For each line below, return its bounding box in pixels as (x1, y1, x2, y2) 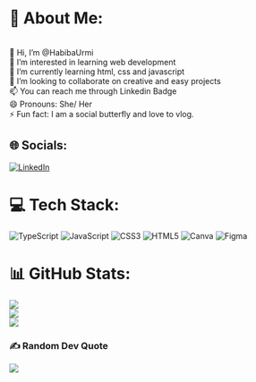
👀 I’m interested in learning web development (9, 56, 176, 67)
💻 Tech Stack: (9, 194, 120, 215)
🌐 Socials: (9, 138, 68, 153)
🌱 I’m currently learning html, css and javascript (9, 66, 185, 77)
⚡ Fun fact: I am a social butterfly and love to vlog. (9, 108, 194, 119)
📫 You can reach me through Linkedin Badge (9, 85, 177, 97)
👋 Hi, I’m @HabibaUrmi (9, 47, 94, 57)
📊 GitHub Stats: (9, 263, 132, 284)
